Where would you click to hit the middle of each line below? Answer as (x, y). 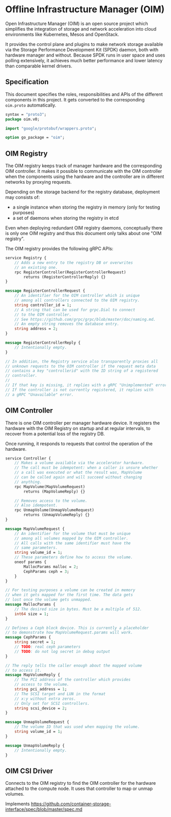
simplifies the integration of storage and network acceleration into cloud (81, 29)
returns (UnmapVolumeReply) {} (57, 515)
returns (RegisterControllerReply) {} (65, 277)
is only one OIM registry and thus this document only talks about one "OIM (83, 234)
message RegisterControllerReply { (43, 343)
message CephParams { (28, 637)
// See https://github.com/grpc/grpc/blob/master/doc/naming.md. (85, 319)
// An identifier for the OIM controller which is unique (77, 296)
